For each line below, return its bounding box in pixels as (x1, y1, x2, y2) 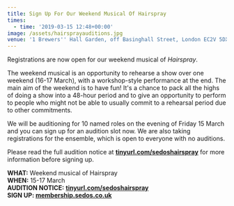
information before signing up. (7, 155, 94, 164)
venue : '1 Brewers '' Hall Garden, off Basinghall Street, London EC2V (7, 36, 217, 43)
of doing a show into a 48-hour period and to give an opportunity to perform (7, 91, 226, 100)
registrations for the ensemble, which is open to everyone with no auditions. (7, 134, 225, 143)
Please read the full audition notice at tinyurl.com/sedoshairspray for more (7, 148, 225, 156)
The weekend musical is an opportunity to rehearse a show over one (7, 69, 204, 78)
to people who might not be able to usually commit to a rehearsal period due (7, 98, 226, 107)
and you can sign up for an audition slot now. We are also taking (7, 127, 191, 135)
